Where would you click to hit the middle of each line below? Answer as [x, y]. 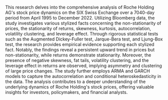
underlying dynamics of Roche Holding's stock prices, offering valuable [80, 87]
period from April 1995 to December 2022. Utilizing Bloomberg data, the [80, 18]
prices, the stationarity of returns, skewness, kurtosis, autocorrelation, [78, 28]
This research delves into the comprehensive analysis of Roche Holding [80, 7]
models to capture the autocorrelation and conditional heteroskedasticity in [83, 76]
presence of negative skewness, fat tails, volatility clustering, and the [77, 60]
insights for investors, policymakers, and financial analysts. [66, 92]
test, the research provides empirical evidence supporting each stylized [80, 44]
